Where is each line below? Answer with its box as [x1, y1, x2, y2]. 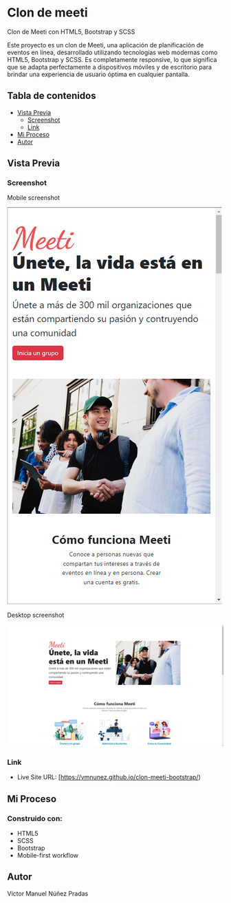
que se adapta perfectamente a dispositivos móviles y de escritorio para [7, 63, 212, 71]
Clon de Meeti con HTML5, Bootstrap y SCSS [7, 28, 135, 36]
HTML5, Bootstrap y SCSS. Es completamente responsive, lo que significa [7, 55, 217, 63]
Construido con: [7, 814, 63, 823]
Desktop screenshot [7, 611, 65, 620]
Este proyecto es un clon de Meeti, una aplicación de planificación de [7, 41, 204, 49]
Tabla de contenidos [7, 90, 96, 102]
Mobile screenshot [7, 194, 60, 202]
